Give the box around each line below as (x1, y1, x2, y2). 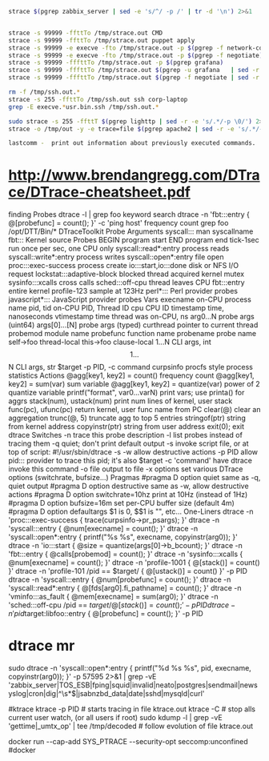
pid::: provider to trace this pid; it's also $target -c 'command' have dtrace (8, 456, 253, 466)
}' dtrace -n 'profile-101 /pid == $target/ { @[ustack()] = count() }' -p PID (8, 567, 248, 576)
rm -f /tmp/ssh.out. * (8, 88, 81, 96)
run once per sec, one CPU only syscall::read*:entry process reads (8, 244, 230, 254)
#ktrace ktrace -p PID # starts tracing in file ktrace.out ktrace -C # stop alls (8, 704, 256, 714)
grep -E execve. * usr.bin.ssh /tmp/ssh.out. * (8, 102, 159, 111)
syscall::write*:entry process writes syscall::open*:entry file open (8, 252, 224, 262)
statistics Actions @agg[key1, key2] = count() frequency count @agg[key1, (8, 370, 255, 380)
